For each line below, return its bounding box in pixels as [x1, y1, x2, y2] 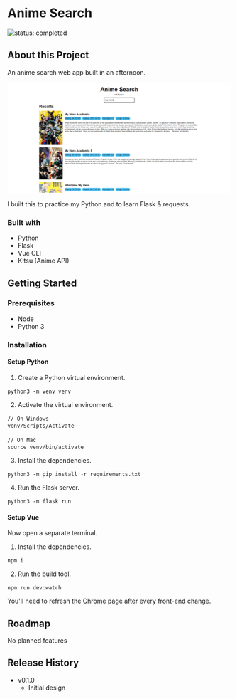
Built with [7, 217, 41, 227]
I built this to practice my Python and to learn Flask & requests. [7, 199, 191, 208]
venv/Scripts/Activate [7, 422, 75, 429]
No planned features [7, 636, 67, 645]
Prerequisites [7, 298, 55, 308]
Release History [7, 657, 79, 669]
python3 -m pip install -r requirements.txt [7, 471, 141, 478]
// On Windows [7, 415, 50, 422]
